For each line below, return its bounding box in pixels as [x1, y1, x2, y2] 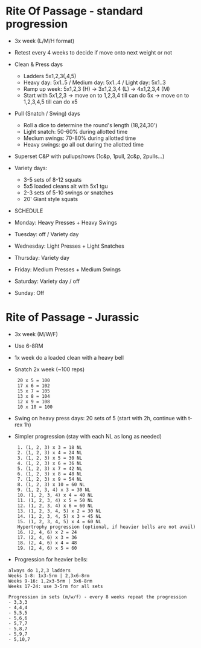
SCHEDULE [14, 207, 43, 214]
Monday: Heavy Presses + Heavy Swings [14, 219, 117, 226]
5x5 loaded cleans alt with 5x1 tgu [23, 182, 108, 190]
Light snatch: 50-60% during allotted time [23, 128, 128, 135]
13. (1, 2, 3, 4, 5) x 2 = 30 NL [17, 507, 101, 514]
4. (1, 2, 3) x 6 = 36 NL [17, 460, 83, 466]
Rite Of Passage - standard [5, 4, 143, 18]
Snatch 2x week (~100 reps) [14, 365, 85, 373]
